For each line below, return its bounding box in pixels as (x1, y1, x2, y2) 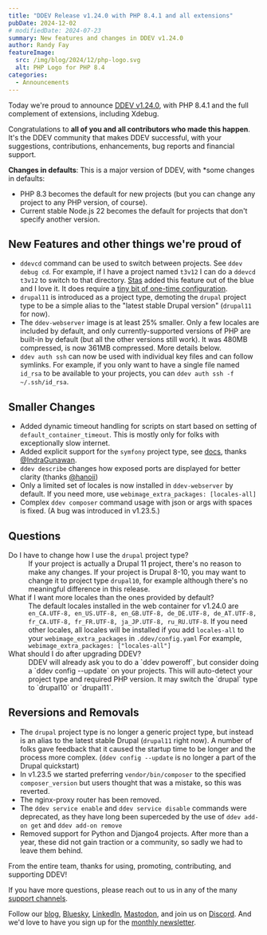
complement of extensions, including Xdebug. (8, 108, 159, 118)
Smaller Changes (8, 400, 96, 414)
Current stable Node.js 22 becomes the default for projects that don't (19, 206, 248, 215)
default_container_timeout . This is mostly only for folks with (19, 430, 219, 439)
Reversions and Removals (8, 706, 139, 720)
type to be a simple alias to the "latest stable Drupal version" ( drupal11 (19, 301, 253, 311)
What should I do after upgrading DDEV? (8, 649, 142, 658)
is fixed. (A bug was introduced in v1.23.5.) (19, 506, 161, 516)
